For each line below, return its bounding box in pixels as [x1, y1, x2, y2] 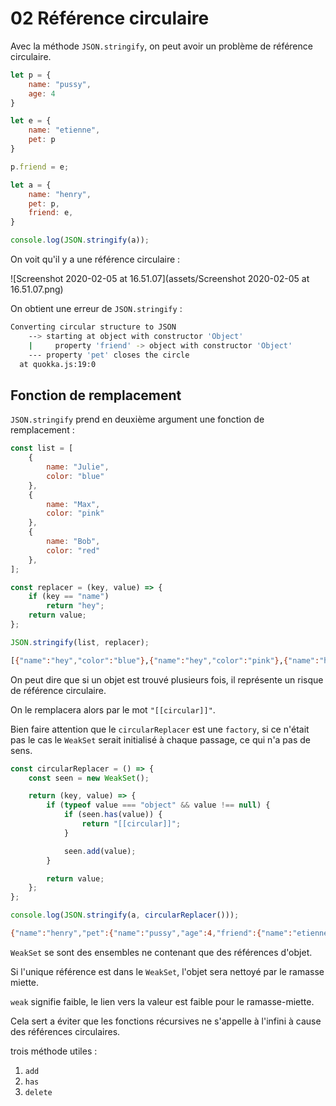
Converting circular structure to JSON [10, 322, 177, 332]
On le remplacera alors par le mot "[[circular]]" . [10, 703, 216, 716]
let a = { [10, 180, 52, 190]
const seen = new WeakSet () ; [28, 773, 150, 783]
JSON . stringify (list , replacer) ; [10, 637, 150, 647]
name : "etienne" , [28, 125, 101, 136]
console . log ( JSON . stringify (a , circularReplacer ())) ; [10, 910, 240, 921]
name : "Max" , [46, 499, 101, 509]
